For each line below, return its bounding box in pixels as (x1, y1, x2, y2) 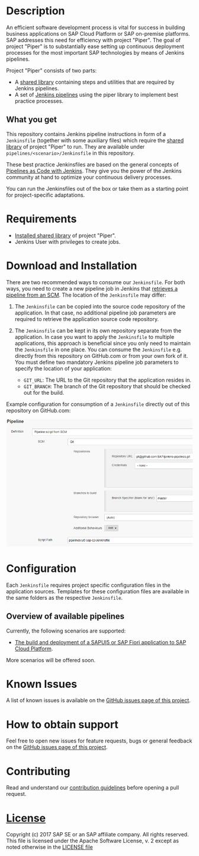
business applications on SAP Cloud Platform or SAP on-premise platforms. (6, 30, 191, 37)
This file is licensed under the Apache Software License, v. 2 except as (6, 837, 179, 845)
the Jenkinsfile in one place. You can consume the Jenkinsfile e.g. (14, 346, 182, 353)
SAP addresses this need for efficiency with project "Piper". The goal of (6, 36, 181, 43)
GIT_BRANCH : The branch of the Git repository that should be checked (23, 382, 191, 390)
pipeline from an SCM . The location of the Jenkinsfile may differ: (6, 291, 167, 298)
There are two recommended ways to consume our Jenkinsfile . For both (6, 278, 185, 286)
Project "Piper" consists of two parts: (6, 67, 97, 74)
